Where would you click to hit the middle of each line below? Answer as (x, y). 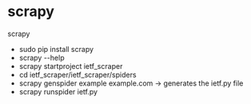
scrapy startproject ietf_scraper (71, 66)
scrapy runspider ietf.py (58, 91)
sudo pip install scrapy (56, 49)
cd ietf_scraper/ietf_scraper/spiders (78, 74)
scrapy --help (42, 58)
